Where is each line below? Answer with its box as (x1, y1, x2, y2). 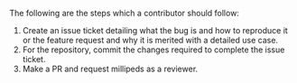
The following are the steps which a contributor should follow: (9, 8, 239, 18)
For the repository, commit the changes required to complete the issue (22, 44, 285, 55)
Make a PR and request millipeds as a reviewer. (22, 63, 199, 74)
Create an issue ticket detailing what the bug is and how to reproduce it (22, 25, 289, 35)
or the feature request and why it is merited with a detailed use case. (22, 35, 278, 45)
